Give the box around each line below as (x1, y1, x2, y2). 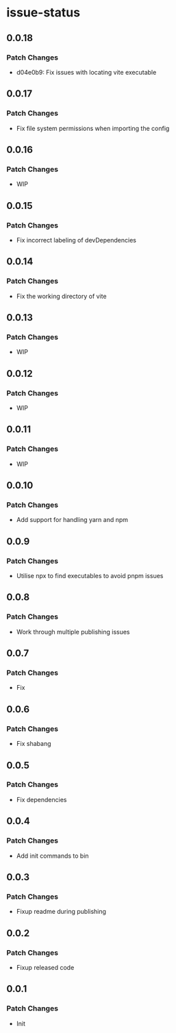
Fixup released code (16, 963, 75, 971)
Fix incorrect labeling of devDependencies (16, 236, 136, 244)
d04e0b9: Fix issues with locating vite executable (16, 68, 157, 76)
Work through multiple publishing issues (16, 627, 130, 636)
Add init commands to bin (16, 851, 90, 860)
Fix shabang (16, 740, 51, 748)
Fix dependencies (16, 795, 67, 804)
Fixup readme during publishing (16, 908, 107, 916)
